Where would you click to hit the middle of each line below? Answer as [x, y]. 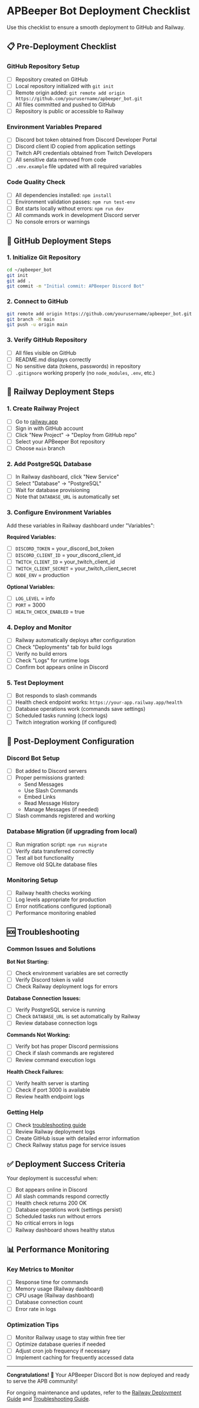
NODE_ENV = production [42, 575]
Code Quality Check [36, 182]
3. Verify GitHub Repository [47, 340]
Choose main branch [40, 448]
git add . [19, 281]
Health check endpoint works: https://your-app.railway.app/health [99, 703]
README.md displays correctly [53, 360]
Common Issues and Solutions [51, 949]
